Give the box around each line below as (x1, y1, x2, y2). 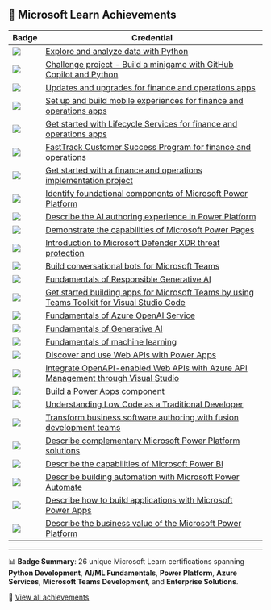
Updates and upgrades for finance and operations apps (45, 81, 256, 93)
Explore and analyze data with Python (45, 45, 189, 56)
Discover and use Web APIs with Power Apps (45, 349, 216, 360)
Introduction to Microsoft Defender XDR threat (45, 237, 220, 249)
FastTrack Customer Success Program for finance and (45, 141, 252, 152)
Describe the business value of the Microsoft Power (45, 517, 242, 529)
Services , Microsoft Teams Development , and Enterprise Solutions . (8, 576, 239, 586)
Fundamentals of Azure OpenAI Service (45, 310, 196, 321)
